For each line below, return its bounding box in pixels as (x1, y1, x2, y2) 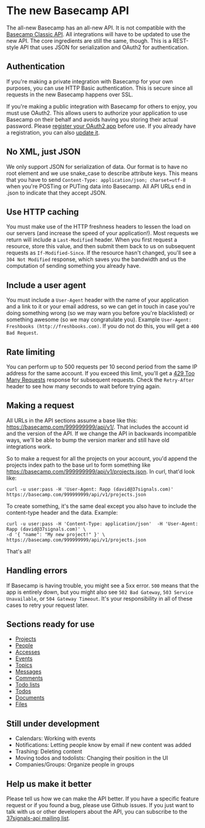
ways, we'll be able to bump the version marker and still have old (6, 436, 170, 443)
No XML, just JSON (6, 147, 81, 157)
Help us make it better (6, 778, 92, 789)
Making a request (6, 400, 75, 411)
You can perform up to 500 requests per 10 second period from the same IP (6, 363, 198, 370)
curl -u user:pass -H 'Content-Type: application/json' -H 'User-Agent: (6, 520, 199, 527)
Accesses (15, 649, 40, 656)
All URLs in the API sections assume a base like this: (6, 416, 138, 424)
